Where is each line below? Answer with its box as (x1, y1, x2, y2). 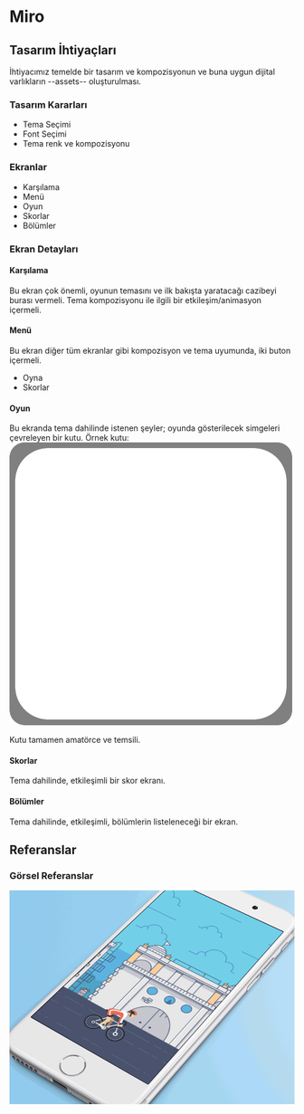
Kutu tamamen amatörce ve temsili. (9, 735, 141, 746)
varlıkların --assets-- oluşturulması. (9, 76, 142, 87)
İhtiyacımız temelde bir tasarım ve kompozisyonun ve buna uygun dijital (9, 66, 276, 77)
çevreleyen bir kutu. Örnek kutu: (9, 433, 129, 443)
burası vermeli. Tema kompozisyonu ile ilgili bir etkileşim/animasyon (9, 294, 262, 305)
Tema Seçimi (22, 119, 71, 130)
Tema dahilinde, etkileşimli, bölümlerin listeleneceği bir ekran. (9, 816, 238, 827)
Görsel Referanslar (9, 869, 94, 881)
